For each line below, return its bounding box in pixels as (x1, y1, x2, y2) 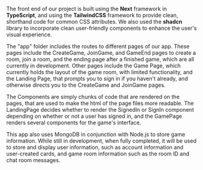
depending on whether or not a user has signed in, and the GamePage (6, 112, 182, 120)
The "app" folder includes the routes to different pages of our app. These (6, 42, 190, 50)
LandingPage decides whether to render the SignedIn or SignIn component (6, 106, 194, 113)
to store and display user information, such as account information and (6, 144, 184, 151)
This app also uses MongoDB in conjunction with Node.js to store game (6, 131, 185, 138)
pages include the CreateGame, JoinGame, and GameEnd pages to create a (6, 49, 196, 56)
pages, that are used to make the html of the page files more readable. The (6, 100, 194, 107)
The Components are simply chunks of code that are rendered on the (6, 93, 180, 100)
